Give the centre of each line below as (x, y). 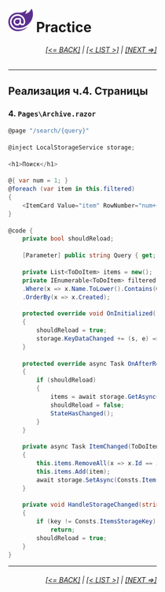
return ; (62, 530)
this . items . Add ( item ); (73, 471)
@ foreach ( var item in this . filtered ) (71, 189)
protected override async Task (73, 363)
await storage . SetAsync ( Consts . (89, 480)
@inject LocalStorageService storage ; (71, 147)
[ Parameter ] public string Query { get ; (89, 255)
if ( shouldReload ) (66, 380)
